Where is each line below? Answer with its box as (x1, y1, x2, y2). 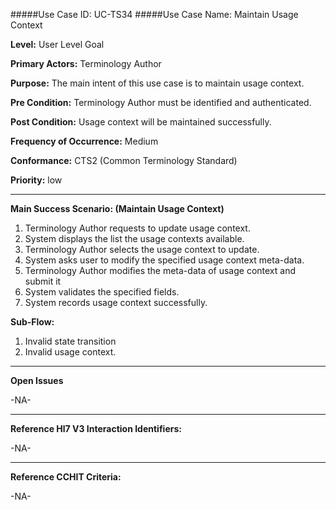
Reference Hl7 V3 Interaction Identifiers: (10, 423, 182, 434)
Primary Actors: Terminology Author (10, 58, 162, 69)
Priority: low (10, 174, 63, 186)
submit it (24, 275, 62, 287)
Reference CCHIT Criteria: (10, 471, 122, 483)
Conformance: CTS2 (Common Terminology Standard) (10, 155, 238, 166)
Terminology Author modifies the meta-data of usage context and (24, 265, 297, 276)
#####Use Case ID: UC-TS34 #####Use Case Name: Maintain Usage (10, 9, 299, 20)
